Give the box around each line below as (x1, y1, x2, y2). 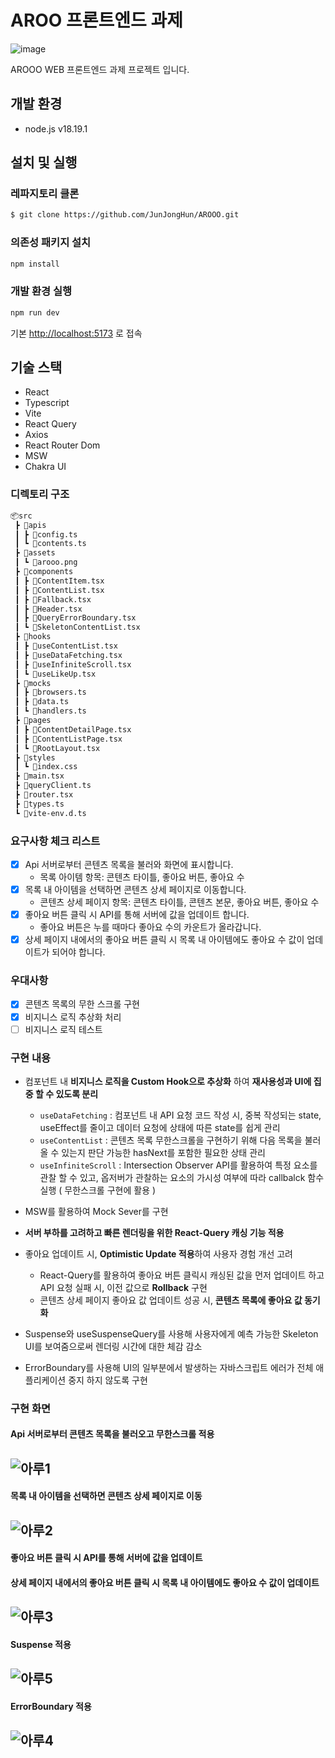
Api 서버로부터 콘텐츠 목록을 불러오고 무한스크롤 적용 (10, 1428, 215, 1440)
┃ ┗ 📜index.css (14, 762, 78, 772)
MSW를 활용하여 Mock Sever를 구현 (24, 1205, 169, 1217)
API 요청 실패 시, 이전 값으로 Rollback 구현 (39, 1281, 208, 1293)
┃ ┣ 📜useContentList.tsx (14, 641, 118, 651)
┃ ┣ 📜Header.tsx (14, 604, 83, 614)
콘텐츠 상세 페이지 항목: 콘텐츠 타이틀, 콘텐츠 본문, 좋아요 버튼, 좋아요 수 (39, 896, 320, 908)
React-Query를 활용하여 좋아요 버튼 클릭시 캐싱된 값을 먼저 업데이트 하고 (39, 1269, 325, 1281)
